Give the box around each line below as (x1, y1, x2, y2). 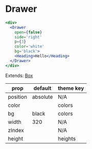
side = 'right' (14, 34, 42, 40)
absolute (32, 93, 53, 100)
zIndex (8, 126, 25, 134)
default (33, 84, 52, 91)
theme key (58, 84, 84, 91)
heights (58, 135, 76, 142)
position (8, 93, 27, 100)
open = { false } (14, 29, 42, 35)
